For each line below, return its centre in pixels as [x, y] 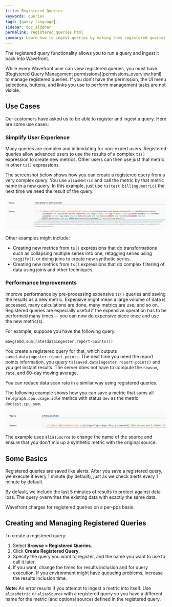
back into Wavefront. [27, 58]
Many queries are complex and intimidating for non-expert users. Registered [86, 149]
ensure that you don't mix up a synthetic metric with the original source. [81, 442]
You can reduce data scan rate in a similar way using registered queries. [81, 382]
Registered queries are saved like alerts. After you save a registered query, [84, 471]
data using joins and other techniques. [53, 270]
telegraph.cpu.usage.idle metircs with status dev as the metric [72, 398]
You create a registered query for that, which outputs [61, 351]
